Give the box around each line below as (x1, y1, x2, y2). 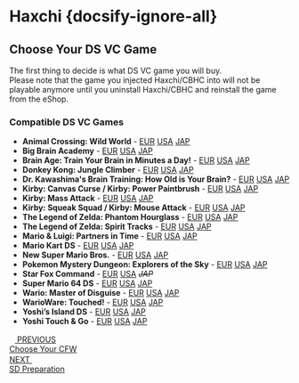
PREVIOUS (16, 334, 56, 345)
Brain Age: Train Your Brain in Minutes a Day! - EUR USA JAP (21, 155, 251, 166)
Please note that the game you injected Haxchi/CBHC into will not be (9, 75, 261, 86)
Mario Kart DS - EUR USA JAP (21, 240, 134, 251)
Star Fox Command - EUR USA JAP (21, 269, 154, 280)
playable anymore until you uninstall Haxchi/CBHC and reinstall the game (9, 85, 278, 94)
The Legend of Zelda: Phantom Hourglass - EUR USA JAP (21, 212, 238, 223)
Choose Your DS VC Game (9, 42, 158, 57)
